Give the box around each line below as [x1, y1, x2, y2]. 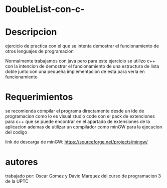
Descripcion [5, 26, 57, 38]
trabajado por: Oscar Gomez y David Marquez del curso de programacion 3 [5, 173, 161, 178]
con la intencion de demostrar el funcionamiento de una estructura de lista [5, 63, 159, 69]
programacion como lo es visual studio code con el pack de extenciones [5, 113, 155, 119]
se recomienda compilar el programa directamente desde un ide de [5, 108, 144, 114]
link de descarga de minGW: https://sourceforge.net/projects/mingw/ [5, 139, 148, 145]
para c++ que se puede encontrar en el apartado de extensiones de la [5, 118, 150, 124]
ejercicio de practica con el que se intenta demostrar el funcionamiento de [5, 43, 159, 49]
